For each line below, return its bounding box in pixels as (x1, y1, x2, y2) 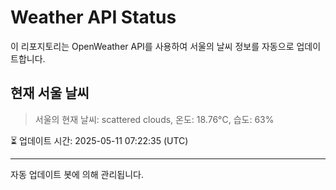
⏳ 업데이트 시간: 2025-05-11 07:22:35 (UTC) (10, 134, 189, 146)
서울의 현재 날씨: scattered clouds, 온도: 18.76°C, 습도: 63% (34, 113, 275, 125)
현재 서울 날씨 (10, 85, 90, 102)
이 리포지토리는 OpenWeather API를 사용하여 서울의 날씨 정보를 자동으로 (10, 40, 295, 52)
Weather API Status (10, 6, 177, 29)
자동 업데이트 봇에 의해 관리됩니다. (10, 168, 144, 180)
